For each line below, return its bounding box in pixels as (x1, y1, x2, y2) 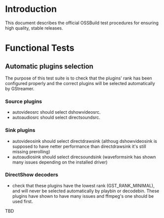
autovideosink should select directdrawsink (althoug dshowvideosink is (12, 138, 158, 144)
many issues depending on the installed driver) (12, 159, 108, 165)
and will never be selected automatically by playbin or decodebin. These (12, 188, 160, 194)
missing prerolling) (12, 148, 50, 154)
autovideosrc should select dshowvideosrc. (12, 109, 101, 115)
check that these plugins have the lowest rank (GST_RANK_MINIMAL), (12, 182, 155, 188)
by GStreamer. (5, 86, 34, 91)
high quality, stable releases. (5, 25, 63, 31)
